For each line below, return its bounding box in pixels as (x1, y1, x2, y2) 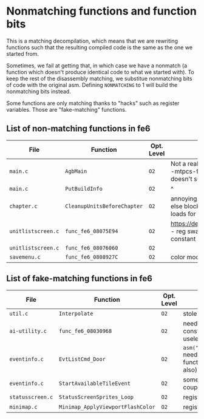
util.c (9, 310, 29, 317)
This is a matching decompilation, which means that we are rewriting (6, 37, 178, 44)
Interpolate (58, 310, 93, 317)
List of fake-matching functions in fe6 (6, 273, 153, 284)
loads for (171, 209, 196, 218)
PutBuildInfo (64, 185, 103, 192)
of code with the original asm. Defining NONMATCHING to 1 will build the (6, 81, 178, 89)
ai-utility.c (9, 327, 47, 335)
